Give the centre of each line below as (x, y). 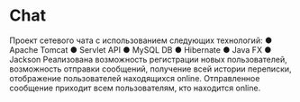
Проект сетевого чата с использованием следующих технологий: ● (141, 40)
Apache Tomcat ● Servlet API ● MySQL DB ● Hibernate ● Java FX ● (141, 49)
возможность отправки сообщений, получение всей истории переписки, (150, 69)
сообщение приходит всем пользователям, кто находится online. (135, 88)
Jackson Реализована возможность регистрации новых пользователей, (149, 59)
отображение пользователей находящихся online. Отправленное (135, 78)
